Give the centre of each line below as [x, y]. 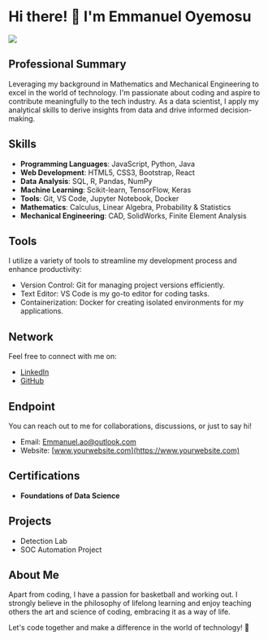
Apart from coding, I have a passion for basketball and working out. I [123, 594]
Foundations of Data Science [70, 495]
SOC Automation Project [61, 550]
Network [31, 337]
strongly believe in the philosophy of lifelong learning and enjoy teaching [130, 603]
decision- [236, 110]
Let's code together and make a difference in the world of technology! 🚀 [129, 628]
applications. [41, 311]
